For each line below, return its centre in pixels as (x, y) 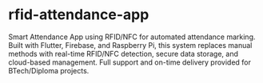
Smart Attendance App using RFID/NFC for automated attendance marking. (132, 37)
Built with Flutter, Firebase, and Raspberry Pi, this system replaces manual (130, 45)
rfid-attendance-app (79, 15)
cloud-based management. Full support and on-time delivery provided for (130, 62)
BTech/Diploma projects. (49, 70)
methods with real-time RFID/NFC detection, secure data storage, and (123, 53)
